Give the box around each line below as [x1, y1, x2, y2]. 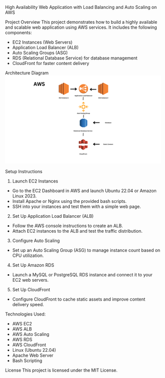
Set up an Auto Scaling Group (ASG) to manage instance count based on [12, 247, 161, 253]
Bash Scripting [12, 357, 42, 364]
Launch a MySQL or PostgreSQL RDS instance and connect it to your [12, 271, 153, 277]
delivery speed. [12, 301, 44, 307]
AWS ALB [12, 326, 32, 332]
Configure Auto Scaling [12, 238, 60, 244]
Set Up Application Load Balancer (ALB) [12, 213, 94, 219]
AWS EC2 [12, 320, 32, 326]
